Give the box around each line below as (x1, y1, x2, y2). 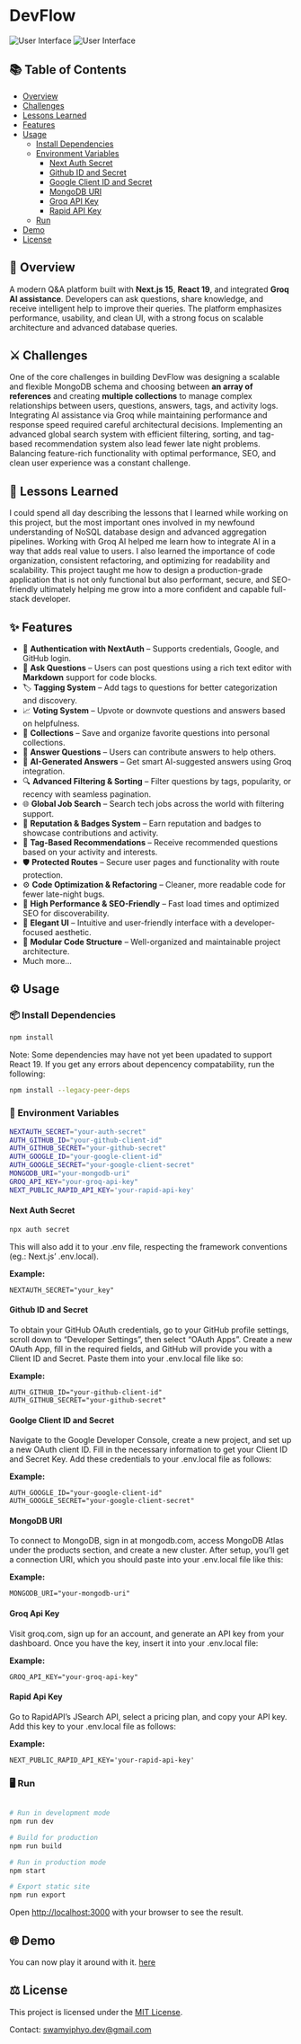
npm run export (9, 1890, 66, 1900)
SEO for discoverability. (22, 908, 110, 918)
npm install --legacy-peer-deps (9, 1085, 130, 1094)
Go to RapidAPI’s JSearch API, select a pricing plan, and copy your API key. (9, 1711, 288, 1721)
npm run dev (9, 1817, 54, 1826)
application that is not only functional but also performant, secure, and (9, 574, 270, 585)
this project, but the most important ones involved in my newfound (9, 518, 255, 528)
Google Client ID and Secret (49, 176, 153, 187)
